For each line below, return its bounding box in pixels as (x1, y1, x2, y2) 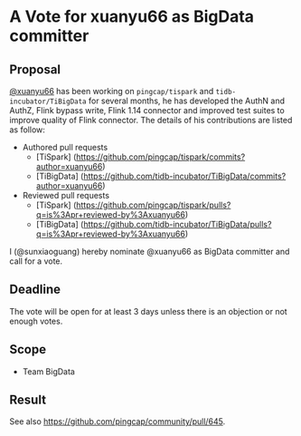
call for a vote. (9, 256, 63, 266)
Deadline (9, 282, 61, 297)
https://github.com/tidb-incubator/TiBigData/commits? (82, 170, 287, 181)
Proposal (9, 62, 61, 77)
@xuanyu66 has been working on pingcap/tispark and (9, 86, 214, 96)
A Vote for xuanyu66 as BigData (9, 6, 255, 27)
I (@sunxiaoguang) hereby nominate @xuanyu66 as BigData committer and (9, 247, 290, 257)
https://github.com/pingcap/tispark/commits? (76, 151, 246, 162)
